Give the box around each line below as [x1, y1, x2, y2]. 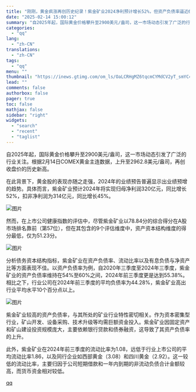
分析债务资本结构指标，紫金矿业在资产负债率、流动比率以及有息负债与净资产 [6, 257, 190, 264]
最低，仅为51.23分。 [10, 232, 60, 239]
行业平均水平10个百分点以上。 [6, 286, 78, 293]
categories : [6, 25, 35, 31]
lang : [6, 36, 19, 42]
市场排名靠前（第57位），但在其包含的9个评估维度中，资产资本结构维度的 [6, 224, 181, 231]
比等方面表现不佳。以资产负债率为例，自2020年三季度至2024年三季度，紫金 [6, 264, 190, 271]
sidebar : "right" [6, 112, 48, 118]
